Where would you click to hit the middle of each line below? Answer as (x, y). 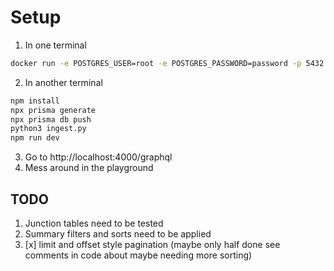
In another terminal (63, 82)
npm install (35, 101)
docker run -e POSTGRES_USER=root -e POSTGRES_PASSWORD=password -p (156, 63)
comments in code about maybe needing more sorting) (138, 255)
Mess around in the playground (89, 168)
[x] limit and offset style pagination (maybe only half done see (152, 244)
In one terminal (55, 45)
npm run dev (35, 138)
